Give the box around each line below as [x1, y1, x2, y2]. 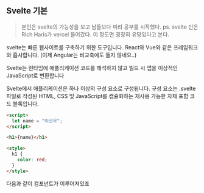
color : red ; [17, 157, 47, 163]
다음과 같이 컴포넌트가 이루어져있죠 [6, 180, 90, 187]
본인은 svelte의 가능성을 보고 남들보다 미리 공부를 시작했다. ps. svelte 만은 [21, 23, 199, 30]
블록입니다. [12, 100, 40, 107]
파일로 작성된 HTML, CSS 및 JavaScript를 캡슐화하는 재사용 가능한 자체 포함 [6, 92, 189, 99]
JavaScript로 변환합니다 [6, 72, 65, 79]
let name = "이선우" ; [12, 118, 63, 124]
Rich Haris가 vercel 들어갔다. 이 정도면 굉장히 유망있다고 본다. [21, 30, 169, 38]
